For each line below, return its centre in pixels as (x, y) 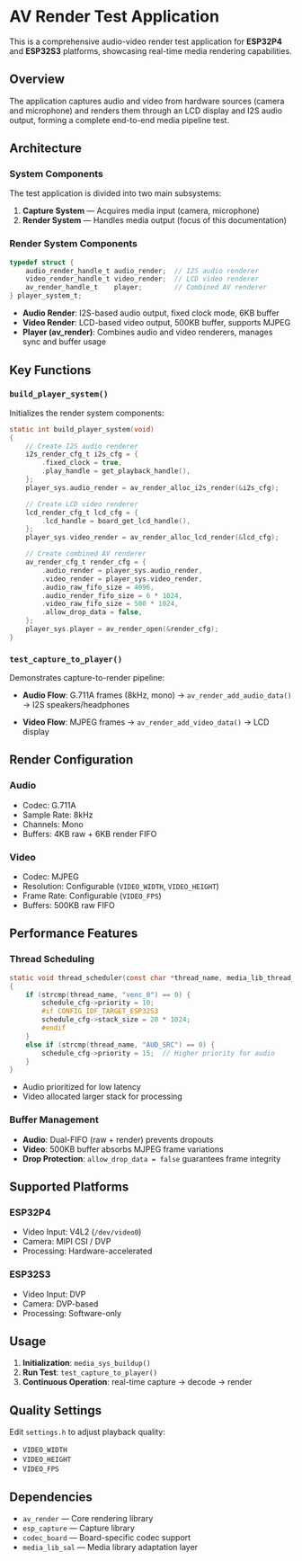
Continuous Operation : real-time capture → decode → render (137, 1382)
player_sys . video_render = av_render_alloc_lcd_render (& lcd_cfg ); (152, 538)
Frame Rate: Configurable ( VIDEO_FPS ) (92, 896)
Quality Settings (55, 1410)
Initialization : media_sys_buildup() (86, 1363)
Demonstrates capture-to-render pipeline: (87, 678)
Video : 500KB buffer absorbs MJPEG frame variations (123, 1149)
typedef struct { (42, 263)
